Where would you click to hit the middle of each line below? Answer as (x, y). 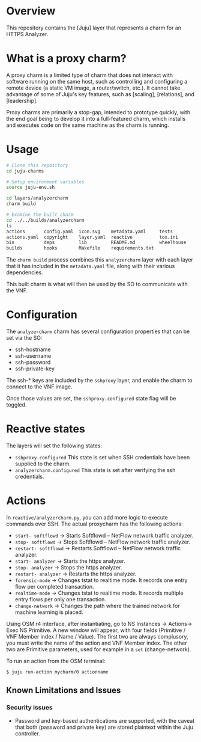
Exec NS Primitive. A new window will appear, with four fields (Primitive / (96, 630)
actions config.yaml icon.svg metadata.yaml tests (89, 231)
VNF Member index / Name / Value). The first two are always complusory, (97, 636)
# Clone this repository (37, 165)
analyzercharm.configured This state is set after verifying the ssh (95, 470)
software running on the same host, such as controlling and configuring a (97, 81)
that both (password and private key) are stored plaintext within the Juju (104, 727)
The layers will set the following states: (54, 446)
